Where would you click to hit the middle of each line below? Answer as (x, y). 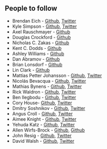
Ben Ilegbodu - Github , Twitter (44, 97)
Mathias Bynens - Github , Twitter (47, 86)
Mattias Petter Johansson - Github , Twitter (57, 75)
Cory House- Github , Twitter (42, 103)
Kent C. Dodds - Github (37, 48)
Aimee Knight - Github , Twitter (44, 119)
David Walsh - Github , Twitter (43, 141)
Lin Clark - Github (31, 70)
